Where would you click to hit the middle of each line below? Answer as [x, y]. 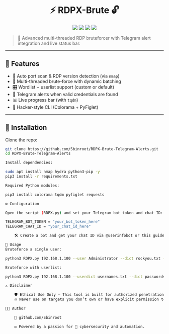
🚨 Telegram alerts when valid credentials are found [65, 94]
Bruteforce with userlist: [33, 268]
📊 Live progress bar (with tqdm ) [45, 100]
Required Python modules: [32, 185]
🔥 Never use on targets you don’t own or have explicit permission [87, 300]
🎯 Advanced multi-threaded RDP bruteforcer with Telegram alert [84, 38]
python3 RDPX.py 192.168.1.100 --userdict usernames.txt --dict [74, 277]
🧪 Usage [13, 245]
